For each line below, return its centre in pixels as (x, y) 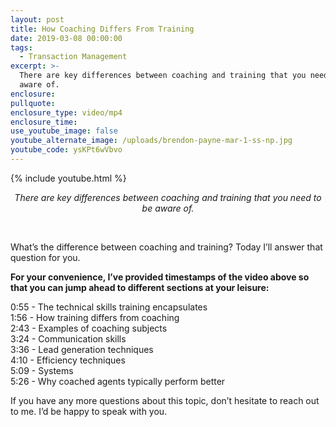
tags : (21, 47)
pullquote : (33, 103)
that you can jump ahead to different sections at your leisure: (140, 287)
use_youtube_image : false (64, 131)
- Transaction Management (73, 57)
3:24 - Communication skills (68, 338)
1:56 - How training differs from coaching (95, 317)
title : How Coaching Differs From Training (102, 29)
